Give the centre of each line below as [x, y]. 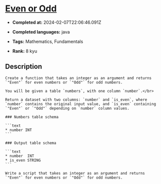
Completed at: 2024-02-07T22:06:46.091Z [57, 22]
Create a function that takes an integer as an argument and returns [79, 78]
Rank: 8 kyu [25, 51]
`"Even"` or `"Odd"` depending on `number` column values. [67, 108]
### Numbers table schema [32, 117]
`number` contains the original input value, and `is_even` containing [80, 104]
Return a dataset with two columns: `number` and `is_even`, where [76, 99]
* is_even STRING [23, 160]
